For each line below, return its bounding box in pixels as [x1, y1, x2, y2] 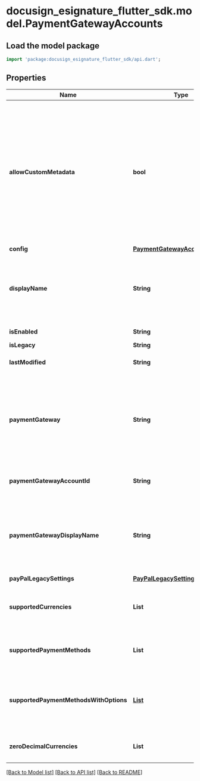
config [9, 245, 29, 253]
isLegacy [9, 341, 36, 349]
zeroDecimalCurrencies [9, 742, 78, 750]
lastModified [9, 358, 46, 366]
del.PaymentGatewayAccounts [6, 17, 163, 30]
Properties [6, 73, 46, 83]
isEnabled [9, 327, 38, 335]
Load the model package [6, 41, 100, 51]
